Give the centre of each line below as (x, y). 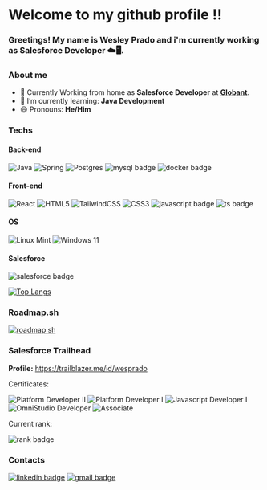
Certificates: (29, 384)
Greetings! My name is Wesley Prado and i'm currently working (134, 40)
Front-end (25, 186)
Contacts (27, 459)
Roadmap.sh (34, 312)
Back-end (25, 149)
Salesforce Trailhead (49, 351)
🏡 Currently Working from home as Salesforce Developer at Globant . (135, 92)
